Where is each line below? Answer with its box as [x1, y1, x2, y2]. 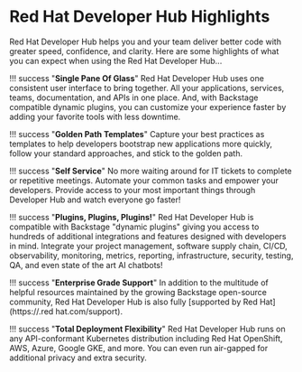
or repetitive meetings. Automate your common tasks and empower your [9, 174, 279, 186]
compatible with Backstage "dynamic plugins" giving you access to [9, 221, 260, 232]
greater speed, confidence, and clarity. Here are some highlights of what [9, 45, 279, 56]
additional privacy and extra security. [9, 352, 147, 363]
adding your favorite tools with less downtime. [9, 111, 181, 122]
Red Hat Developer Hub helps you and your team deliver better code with [9, 36, 282, 47]
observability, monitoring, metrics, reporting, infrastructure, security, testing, [9, 250, 294, 261]
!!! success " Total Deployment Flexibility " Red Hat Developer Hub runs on [9, 323, 286, 334]
